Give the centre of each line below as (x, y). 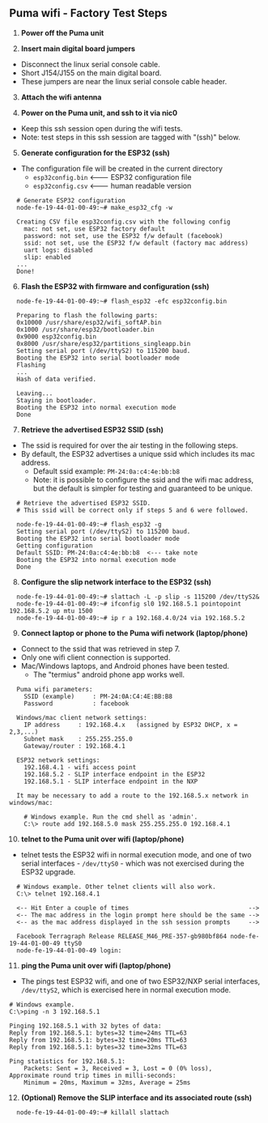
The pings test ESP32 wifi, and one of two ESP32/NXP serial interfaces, (140, 981)
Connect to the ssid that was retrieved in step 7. (100, 649)
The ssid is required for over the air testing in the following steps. (129, 445)
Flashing (31, 365)
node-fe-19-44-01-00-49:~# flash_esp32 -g (89, 524)
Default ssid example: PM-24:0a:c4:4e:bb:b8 (106, 471)
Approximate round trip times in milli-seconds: (93, 1075)
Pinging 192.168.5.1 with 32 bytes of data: (85, 1026)
